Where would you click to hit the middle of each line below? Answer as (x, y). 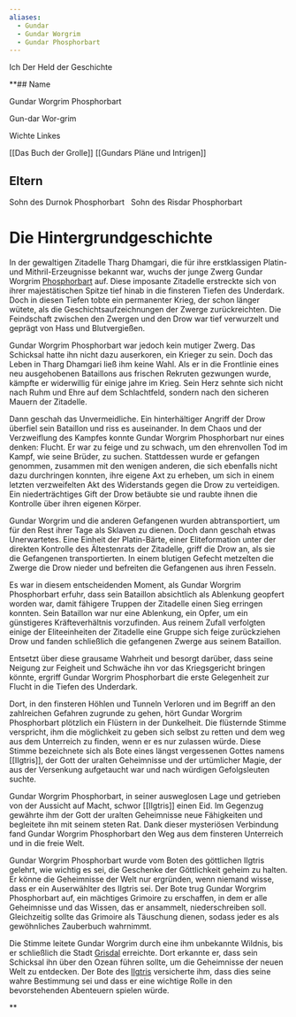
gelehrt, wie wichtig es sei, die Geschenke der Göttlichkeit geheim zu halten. (148, 870)
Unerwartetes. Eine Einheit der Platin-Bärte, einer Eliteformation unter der (143, 539)
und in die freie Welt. (47, 843)
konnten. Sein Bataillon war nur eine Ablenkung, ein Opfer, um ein (129, 613)
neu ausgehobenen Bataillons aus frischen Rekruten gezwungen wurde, (140, 374)
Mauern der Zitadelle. (49, 402)
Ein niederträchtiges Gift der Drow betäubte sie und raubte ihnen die (133, 494)
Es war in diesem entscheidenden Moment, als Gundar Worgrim (125, 585)
